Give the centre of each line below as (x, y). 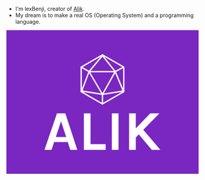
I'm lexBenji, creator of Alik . (50, 9)
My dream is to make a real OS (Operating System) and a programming (104, 15)
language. (28, 22)
